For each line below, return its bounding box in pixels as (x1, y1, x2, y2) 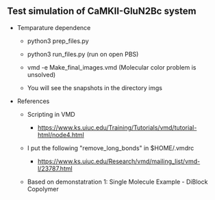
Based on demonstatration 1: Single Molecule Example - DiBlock (27, 177, 208, 186)
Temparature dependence (16, 23, 91, 31)
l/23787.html (37, 164, 73, 173)
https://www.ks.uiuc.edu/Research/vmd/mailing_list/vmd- (37, 157, 201, 165)
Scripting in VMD (27, 110, 75, 118)
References (16, 97, 50, 105)
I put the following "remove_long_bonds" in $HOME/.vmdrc (27, 143, 194, 152)
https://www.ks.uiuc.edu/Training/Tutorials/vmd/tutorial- (37, 123, 197, 132)
